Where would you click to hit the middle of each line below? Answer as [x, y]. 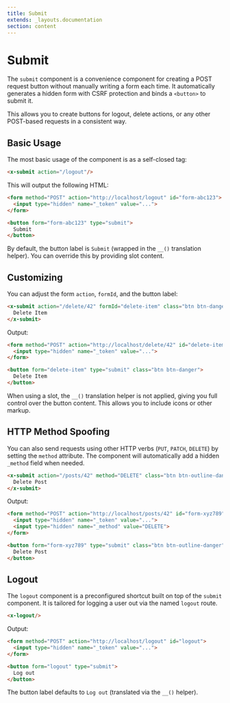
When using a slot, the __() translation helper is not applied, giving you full [112, 395]
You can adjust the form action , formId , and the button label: [92, 294]
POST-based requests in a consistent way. [67, 121]
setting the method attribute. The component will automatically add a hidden [113, 456]
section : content [32, 26]
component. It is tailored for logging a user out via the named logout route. [112, 603]
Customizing [35, 277]
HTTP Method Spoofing [59, 432]
